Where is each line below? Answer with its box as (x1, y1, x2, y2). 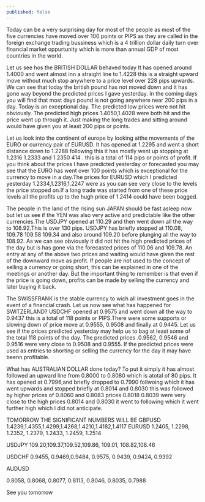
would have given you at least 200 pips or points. (6, 122, 130, 129)
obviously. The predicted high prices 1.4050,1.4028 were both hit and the (6, 109, 191, 116)
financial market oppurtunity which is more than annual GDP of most (6, 45, 179, 53)
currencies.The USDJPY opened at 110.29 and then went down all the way (6, 218, 193, 225)
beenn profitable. (6, 353, 50, 360)
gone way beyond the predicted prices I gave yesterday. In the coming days (6, 89, 198, 97)
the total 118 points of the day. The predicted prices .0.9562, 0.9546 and (6, 333, 188, 341)
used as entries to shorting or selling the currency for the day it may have (6, 347, 192, 354)
